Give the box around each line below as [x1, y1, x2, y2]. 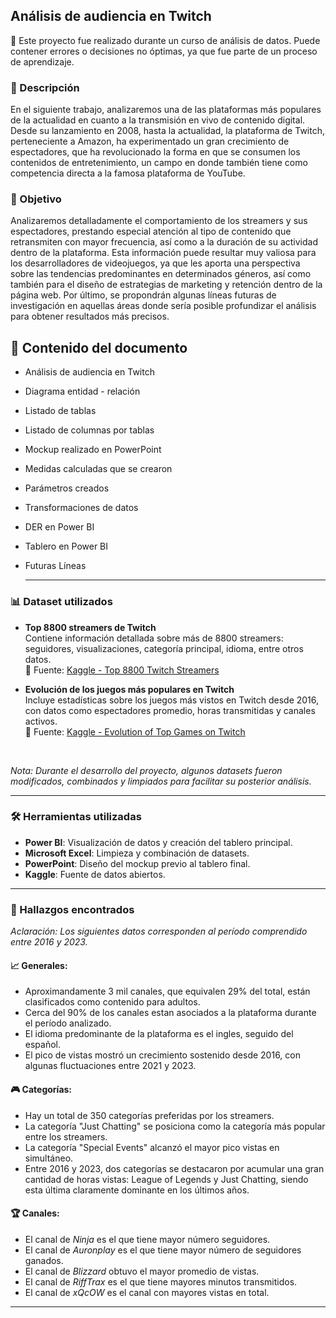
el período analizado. [24, 1017, 112, 1029]
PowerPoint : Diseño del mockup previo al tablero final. [24, 857, 251, 869]
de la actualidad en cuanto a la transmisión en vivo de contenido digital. [10, 114, 306, 126]
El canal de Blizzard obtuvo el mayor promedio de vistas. [24, 1265, 260, 1277]
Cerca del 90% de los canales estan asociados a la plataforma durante [24, 1007, 317, 1019]
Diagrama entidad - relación [24, 385, 141, 398]
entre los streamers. [24, 1130, 108, 1143]
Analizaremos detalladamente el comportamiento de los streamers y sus [10, 215, 308, 227]
